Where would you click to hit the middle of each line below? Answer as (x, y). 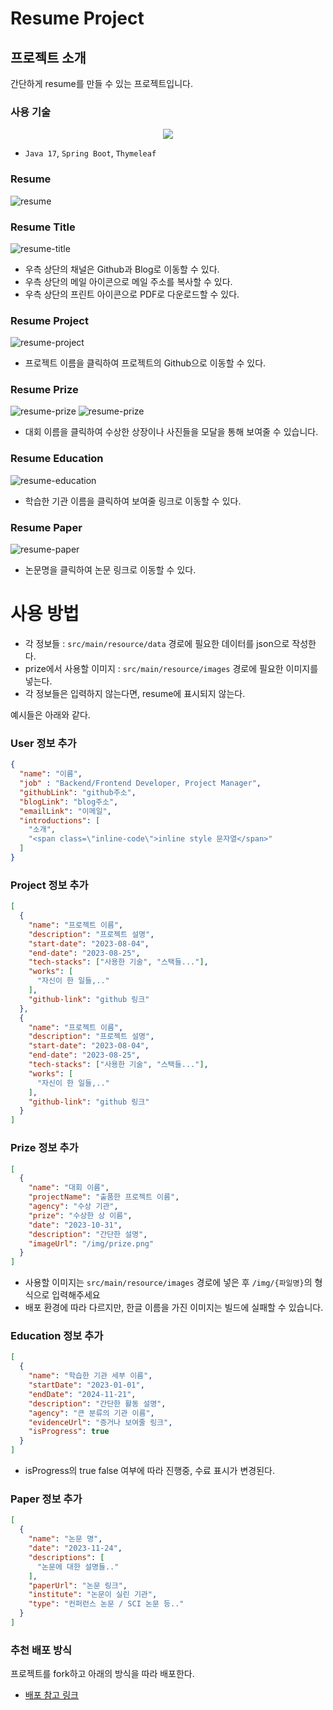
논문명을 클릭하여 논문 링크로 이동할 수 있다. (110, 570)
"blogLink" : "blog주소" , (69, 802)
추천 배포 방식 (41, 1650)
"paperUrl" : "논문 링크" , (78, 1585)
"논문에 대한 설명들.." (78, 1567)
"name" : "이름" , (51, 774)
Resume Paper (46, 527)
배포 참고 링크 (51, 1695)
